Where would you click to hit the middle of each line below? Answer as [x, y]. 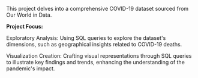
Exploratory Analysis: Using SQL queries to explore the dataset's [86, 38]
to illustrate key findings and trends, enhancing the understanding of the [95, 62]
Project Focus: [25, 26]
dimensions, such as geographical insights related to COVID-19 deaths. [94, 44]
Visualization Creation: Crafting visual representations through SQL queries [99, 56]
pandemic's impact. [31, 68]
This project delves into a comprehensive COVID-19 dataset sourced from [97, 9]
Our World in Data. [29, 15]
